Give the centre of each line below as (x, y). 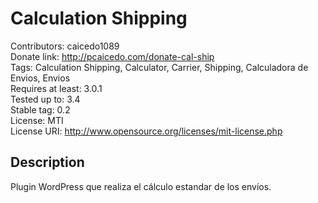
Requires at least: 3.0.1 (56, 88)
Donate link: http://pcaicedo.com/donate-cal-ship (112, 56)
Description (47, 162)
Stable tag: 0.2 (40, 109)
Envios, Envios (40, 78)
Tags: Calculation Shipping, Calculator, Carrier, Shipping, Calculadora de (159, 67)
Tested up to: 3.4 (45, 99)
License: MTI (37, 120)
